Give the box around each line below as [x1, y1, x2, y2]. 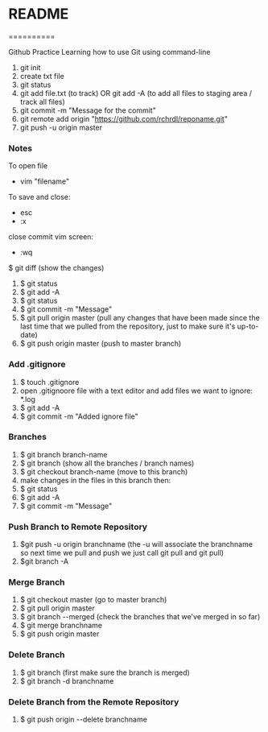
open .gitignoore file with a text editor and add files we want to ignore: [19, 386, 254, 395]
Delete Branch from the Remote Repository [8, 696, 179, 707]
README [8, 5, 69, 23]
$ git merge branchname [19, 621, 103, 631]
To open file [8, 161, 48, 171]
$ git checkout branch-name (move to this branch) [19, 466, 188, 476]
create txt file [19, 71, 64, 81]
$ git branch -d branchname [19, 676, 114, 685]
